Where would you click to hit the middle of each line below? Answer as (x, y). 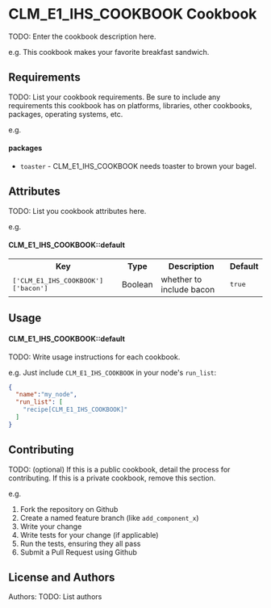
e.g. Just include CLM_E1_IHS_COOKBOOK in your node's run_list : (113, 372)
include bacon (188, 289)
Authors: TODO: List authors (55, 597)
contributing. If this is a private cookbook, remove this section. (112, 478)
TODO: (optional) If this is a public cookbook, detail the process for (119, 469)
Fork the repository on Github (69, 509)
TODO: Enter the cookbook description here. (82, 36)
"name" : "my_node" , (47, 395)
